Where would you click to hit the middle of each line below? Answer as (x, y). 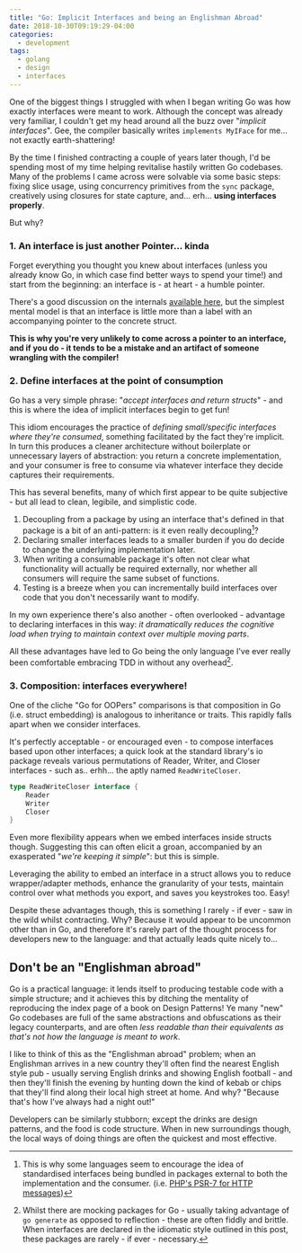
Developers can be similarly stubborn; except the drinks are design (133, 1119)
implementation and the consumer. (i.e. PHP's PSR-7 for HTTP (138, 1184)
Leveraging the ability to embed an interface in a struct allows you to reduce (151, 874)
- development (44, 43)
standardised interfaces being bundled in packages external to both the (155, 1174)
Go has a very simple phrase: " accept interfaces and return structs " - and (146, 400)
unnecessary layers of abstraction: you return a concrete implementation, (145, 456)
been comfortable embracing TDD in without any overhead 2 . (121, 662)
